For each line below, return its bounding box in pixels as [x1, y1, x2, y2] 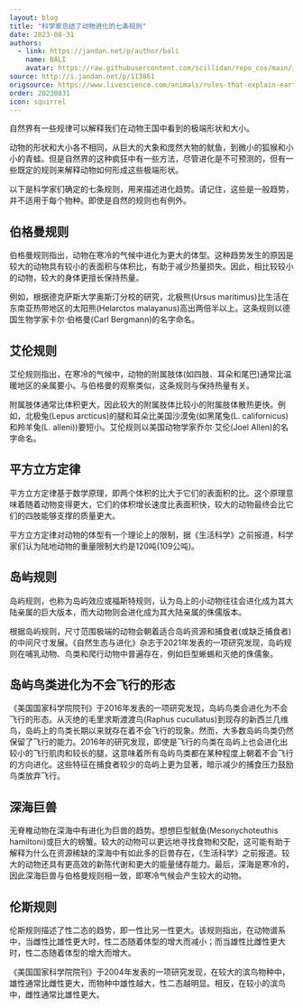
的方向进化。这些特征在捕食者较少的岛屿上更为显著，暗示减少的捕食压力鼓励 [9, 759, 294, 770]
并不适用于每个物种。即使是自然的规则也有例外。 [9, 195, 191, 206]
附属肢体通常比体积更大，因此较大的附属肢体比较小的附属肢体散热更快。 [9, 399, 278, 410]
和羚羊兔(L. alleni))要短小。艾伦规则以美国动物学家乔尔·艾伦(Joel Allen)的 [9, 421, 281, 432]
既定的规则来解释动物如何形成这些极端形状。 [16, 164, 183, 176]
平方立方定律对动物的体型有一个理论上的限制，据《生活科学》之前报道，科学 [9, 529, 294, 540]
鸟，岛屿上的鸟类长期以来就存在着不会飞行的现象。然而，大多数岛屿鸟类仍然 [9, 726, 294, 736]
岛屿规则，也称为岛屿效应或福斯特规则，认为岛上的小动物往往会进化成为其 [9, 595, 286, 606]
